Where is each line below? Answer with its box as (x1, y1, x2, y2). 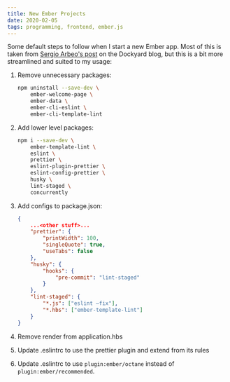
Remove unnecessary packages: (17, 71, 112, 79)
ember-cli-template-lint (30, 110, 103, 118)
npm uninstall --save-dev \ (17, 85, 99, 92)
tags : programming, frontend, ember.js (7, 23, 124, 30)
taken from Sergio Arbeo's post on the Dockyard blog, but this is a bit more (7, 50, 224, 58)
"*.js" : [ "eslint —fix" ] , (43, 300, 118, 307)
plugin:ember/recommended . (17, 367, 95, 375)
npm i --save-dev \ (17, 137, 75, 144)
